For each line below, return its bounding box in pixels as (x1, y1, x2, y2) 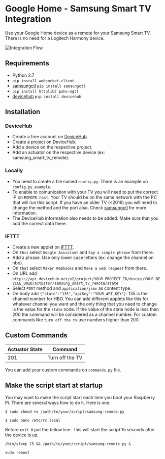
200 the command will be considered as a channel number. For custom (12, 311, 157, 317)
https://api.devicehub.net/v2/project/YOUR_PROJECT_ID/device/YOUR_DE (12, 277, 161, 282)
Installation (5, 107, 40, 116)
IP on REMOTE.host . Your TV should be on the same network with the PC (12, 194, 157, 200)
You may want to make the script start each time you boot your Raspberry (5, 394, 155, 400)
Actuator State (7, 346, 43, 353)
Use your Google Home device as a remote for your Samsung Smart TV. (5, 30, 151, 36)
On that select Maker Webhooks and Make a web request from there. (12, 265, 148, 271)
